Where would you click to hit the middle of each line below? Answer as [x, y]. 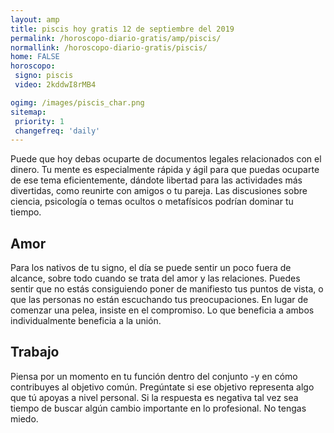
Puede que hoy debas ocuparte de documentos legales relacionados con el [166, 159]
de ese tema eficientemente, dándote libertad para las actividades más [156, 180]
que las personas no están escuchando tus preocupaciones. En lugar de [159, 300]
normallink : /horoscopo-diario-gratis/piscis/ [109, 47]
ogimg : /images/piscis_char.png [77, 102]
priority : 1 [39, 121]
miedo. [24, 418]
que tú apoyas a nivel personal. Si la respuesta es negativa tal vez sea [154, 397]
